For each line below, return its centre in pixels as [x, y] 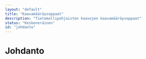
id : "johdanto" [20, 27]
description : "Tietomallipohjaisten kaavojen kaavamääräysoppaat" [73, 18]
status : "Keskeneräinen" [30, 23]
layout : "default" [23, 9]
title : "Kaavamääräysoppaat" [34, 14]
